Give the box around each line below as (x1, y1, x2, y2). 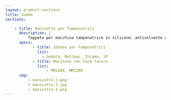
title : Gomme (5, 12, 33, 17)
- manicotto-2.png (27, 87, 67, 92)
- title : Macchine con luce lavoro (32, 59, 108, 64)
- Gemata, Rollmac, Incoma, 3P (41, 54, 108, 59)
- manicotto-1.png (27, 78, 67, 83)
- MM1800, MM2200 (46, 68, 83, 73)
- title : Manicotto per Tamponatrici (14, 26, 95, 31)
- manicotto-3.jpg (27, 82, 67, 87)
